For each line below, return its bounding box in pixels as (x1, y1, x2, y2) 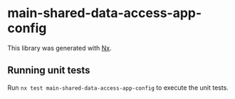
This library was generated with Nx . (7, 43, 112, 52)
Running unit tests (7, 64, 90, 76)
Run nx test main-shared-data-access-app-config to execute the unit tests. (7, 83, 229, 92)
